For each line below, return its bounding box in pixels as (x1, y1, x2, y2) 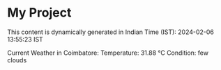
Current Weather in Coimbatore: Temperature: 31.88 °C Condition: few (7, 49, 209, 57)
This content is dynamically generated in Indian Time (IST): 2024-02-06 (7, 28, 215, 36)
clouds (7, 55, 27, 64)
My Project (7, 5, 72, 21)
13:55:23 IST (7, 35, 43, 43)
